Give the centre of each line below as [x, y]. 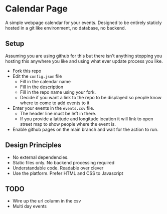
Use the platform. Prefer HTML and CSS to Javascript [68, 173]
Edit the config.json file [37, 76]
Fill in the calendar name [45, 81]
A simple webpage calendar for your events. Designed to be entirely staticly [83, 23]
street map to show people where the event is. [68, 124]
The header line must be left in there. [58, 113]
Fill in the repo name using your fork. [58, 92]
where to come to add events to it [55, 103]
